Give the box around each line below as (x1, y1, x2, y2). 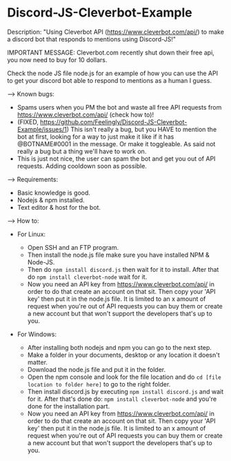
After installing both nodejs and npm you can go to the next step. (27, 343, 212, 351)
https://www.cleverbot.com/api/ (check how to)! (17, 110, 154, 119)
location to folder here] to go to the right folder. (27, 380, 171, 388)
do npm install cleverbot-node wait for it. (27, 273, 148, 281)
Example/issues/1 (17, 125, 67, 133)
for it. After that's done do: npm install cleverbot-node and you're (27, 395, 217, 403)
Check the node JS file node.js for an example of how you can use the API (7, 69, 219, 77)
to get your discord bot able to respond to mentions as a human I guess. (7, 76, 212, 84)
